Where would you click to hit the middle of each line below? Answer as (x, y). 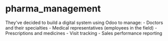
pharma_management (53, 9)
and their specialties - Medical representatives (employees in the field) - (81, 27)
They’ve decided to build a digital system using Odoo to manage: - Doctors (84, 22)
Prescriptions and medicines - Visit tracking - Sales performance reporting (84, 33)
